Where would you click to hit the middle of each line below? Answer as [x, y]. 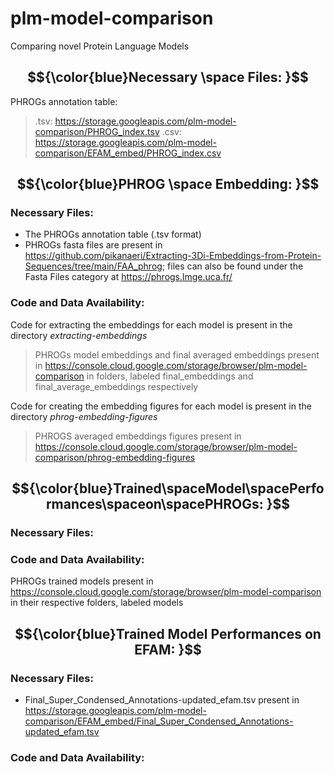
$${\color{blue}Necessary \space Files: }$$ [168, 77]
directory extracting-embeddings [79, 335]
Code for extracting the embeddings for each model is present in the [151, 324]
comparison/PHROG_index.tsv [97, 131]
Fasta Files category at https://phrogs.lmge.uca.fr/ [128, 277]
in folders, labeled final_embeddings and [170, 376]
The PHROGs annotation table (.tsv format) [113, 234]
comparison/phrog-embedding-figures [115, 457]
